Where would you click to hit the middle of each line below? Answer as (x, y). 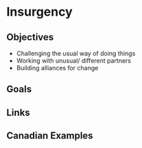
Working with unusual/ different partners (74, 61)
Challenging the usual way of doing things (76, 53)
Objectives (30, 37)
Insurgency (39, 12)
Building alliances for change (57, 68)
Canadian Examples (50, 136)
